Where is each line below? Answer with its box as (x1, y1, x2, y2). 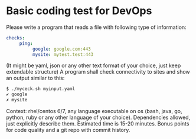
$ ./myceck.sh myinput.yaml (6, 86, 76, 92)
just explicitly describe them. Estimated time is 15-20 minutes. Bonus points (6, 120, 190, 127)
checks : (6, 35, 25, 41)
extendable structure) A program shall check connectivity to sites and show (6, 68, 190, 75)
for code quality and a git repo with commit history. (6, 127, 130, 134)
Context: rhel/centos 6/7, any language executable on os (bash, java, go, (6, 108, 182, 115)
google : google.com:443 (32, 46, 92, 52)
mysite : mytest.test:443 (32, 51, 94, 57)
